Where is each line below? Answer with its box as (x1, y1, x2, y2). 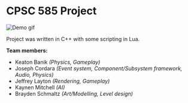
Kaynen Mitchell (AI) (14, 83, 65, 90)
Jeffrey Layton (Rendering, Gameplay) (14, 77, 110, 85)
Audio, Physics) (14, 71, 54, 78)
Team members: (6, 46, 48, 54)
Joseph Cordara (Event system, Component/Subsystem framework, (14, 64, 183, 72)
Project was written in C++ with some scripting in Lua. (6, 35, 140, 42)
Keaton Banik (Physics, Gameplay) (14, 58, 101, 65)
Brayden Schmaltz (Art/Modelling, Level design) (14, 90, 134, 97)
